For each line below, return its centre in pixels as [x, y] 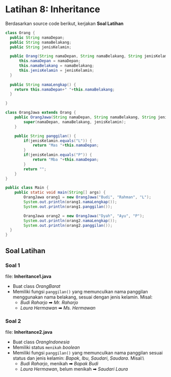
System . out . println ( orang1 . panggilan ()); [68, 207]
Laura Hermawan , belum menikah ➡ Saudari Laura [74, 369]
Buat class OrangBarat [36, 286]
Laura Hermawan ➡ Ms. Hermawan [58, 308]
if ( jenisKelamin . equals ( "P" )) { [58, 155]
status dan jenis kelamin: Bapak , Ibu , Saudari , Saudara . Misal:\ [78, 358]
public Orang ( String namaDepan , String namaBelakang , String [76, 56]
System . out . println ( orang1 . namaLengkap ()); [70, 202]
